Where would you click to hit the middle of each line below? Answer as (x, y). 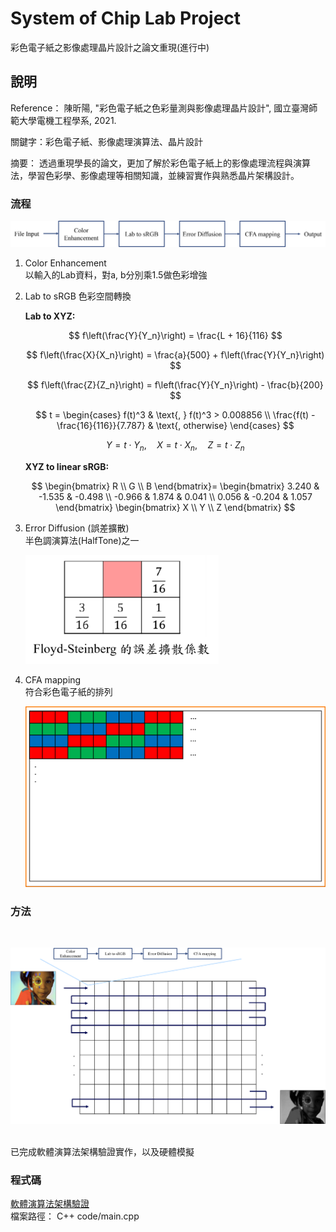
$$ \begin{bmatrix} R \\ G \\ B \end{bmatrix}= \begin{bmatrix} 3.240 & (175, 486)
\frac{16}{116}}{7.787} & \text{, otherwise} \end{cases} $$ (175, 425)
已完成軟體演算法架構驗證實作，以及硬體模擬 (102, 1151)
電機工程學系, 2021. (76, 120)
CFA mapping (53, 679)
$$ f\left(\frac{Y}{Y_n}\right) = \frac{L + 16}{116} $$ (175, 335)
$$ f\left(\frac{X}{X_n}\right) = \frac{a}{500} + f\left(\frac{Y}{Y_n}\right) (175, 354)
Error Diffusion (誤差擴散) (77, 528)
